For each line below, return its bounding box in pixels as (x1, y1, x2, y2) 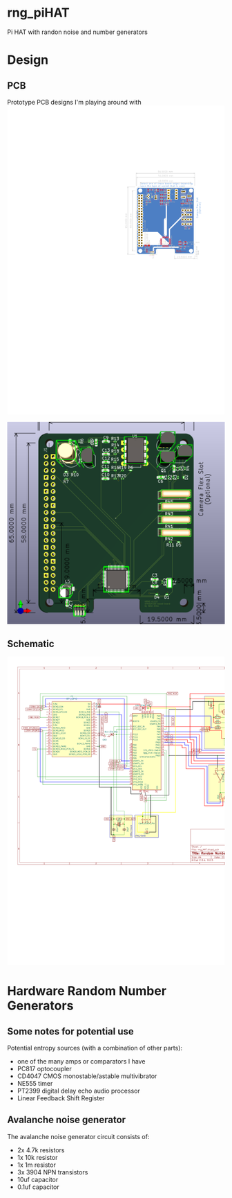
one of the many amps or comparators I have (17, 1057, 146, 1065)
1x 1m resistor (17, 1161, 57, 1169)
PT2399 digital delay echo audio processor (17, 1086, 140, 1095)
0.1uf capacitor (17, 1183, 60, 1191)
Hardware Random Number (7, 983, 167, 999)
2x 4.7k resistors (17, 1145, 65, 1154)
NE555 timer (17, 1079, 53, 1087)
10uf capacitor (17, 1175, 59, 1183)
